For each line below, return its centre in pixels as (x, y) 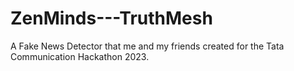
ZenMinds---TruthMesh (111, 18)
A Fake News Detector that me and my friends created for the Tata (147, 46)
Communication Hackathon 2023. (80, 56)
